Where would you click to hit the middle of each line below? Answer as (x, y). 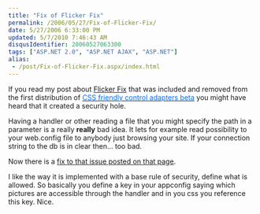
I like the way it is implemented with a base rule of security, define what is (128, 176)
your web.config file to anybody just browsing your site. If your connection (129, 138)
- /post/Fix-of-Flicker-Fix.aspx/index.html (85, 67)
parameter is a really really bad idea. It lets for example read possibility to (128, 129)
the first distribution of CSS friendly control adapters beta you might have (127, 97)
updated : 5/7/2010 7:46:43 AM (58, 37)
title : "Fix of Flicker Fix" (56, 15)
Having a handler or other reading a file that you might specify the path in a (130, 121)
